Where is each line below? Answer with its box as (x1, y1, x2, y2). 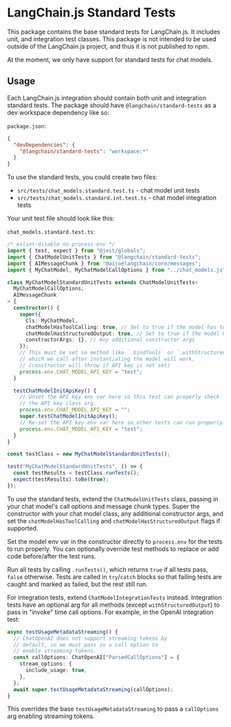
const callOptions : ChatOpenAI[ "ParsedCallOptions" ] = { (13, 654, 180, 661)
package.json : (7, 122, 46, 130)
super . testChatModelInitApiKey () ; (19, 413, 118, 420)
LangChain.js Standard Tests (7, 5, 176, 21)
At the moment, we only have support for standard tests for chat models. (7, 55, 213, 63)
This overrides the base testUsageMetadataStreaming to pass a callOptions (7, 705, 219, 713)
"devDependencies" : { (13, 141, 76, 149)
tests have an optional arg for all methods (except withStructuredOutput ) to (7, 600, 220, 609)
